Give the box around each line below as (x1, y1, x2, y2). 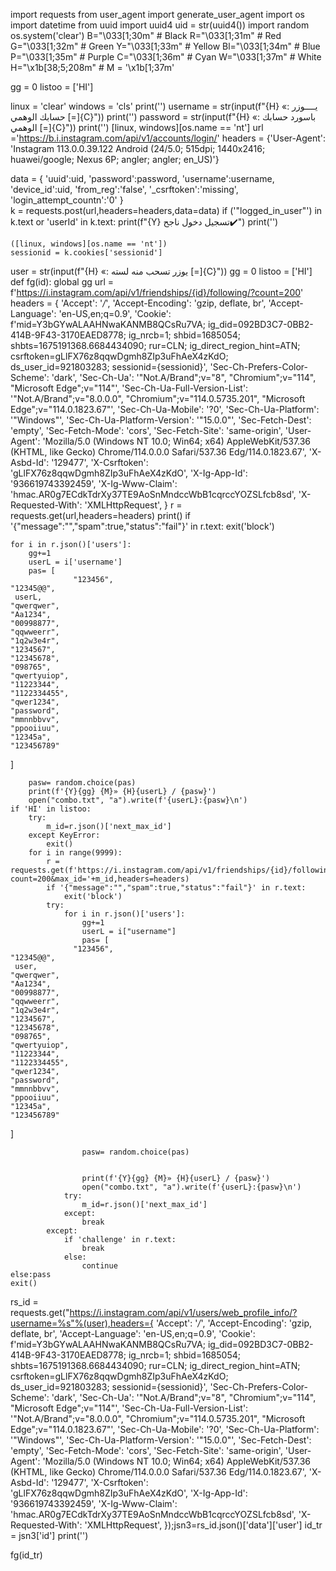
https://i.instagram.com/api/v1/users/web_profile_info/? (69, 1307, 298, 1318)
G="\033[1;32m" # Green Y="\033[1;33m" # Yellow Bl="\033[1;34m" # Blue (10, 40, 321, 52)
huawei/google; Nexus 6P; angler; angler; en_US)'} (10, 154, 220, 165)
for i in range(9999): (28, 848, 123, 858)
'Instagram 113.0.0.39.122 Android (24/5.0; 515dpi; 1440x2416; (10, 143, 266, 154)
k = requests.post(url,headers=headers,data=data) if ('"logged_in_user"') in (10, 205, 323, 216)
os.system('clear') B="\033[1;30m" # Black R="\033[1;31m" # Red (10, 30, 282, 41)
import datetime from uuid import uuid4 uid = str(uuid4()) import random (10, 19, 310, 31)
